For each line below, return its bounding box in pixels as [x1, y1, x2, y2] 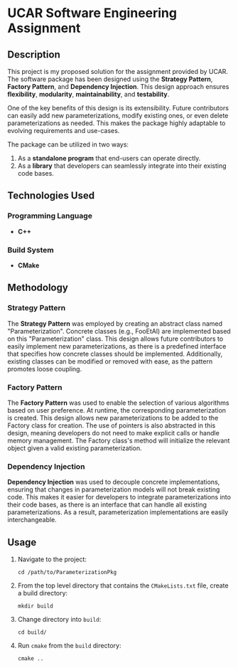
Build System [7, 245, 55, 255]
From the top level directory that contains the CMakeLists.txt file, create [17, 581, 229, 590]
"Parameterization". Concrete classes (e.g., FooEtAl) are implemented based [7, 327, 231, 335]
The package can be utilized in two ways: [7, 140, 129, 149]
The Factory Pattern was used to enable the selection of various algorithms [7, 398, 229, 407]
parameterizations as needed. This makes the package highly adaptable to [7, 119, 226, 127]
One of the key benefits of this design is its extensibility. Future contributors [7, 104, 229, 112]
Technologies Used [7, 190, 94, 202]
